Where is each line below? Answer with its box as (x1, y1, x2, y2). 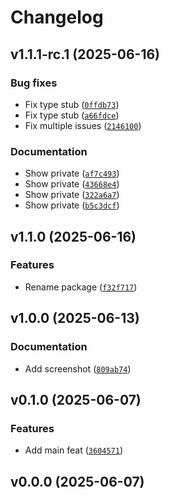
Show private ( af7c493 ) (24, 167, 120, 180)
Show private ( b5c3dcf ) (24, 199, 120, 211)
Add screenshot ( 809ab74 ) (24, 362, 132, 375)
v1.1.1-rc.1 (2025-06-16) (10, 46, 160, 63)
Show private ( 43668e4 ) (24, 178, 120, 190)
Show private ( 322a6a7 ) (24, 189, 120, 201)
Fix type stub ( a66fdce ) (24, 109, 120, 121)
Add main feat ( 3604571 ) (24, 444, 124, 456)
